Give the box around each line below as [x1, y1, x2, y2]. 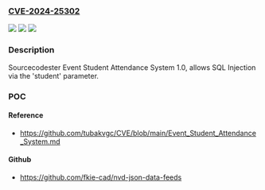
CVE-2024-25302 [8, 6, 80, 17]
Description [8, 45, 55, 56]
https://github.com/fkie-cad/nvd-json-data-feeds [19, 173, 182, 182]
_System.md [19, 137, 61, 146]
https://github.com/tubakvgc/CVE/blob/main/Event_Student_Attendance [19, 128, 257, 138]
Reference [8, 111, 44, 120]
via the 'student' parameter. [8, 71, 99, 80]
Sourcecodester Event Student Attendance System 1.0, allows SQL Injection [8, 62, 256, 72]
